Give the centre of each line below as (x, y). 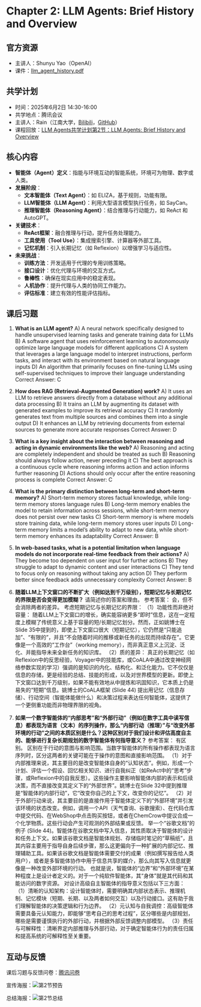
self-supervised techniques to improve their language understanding (100, 373)
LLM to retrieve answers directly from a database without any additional (104, 398)
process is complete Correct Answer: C (64, 480)
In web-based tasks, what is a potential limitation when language (97, 548)
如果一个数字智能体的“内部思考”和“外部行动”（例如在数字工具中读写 (99, 718)
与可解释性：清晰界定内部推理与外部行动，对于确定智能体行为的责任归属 (104, 929)
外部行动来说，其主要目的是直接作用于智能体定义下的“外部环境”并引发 (107, 801)
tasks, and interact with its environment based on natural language (97, 361)
